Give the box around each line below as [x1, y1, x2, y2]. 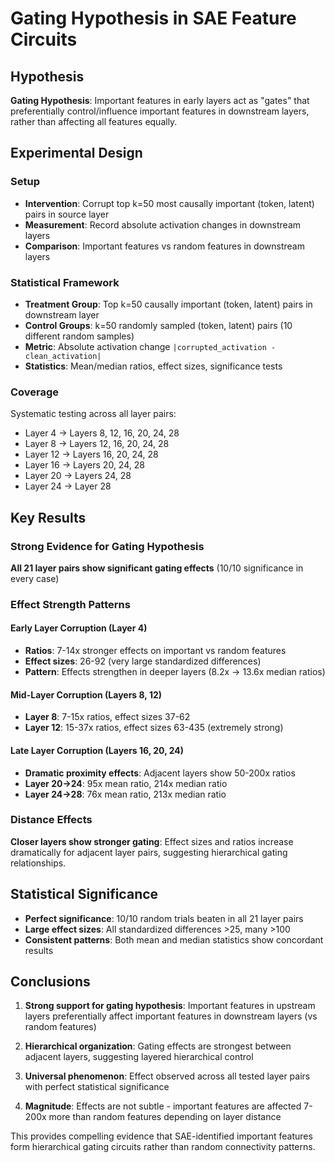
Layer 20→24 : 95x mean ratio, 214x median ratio [24, 777, 228, 789]
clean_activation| [24, 351, 102, 361]
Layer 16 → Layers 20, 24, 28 [24, 459, 145, 471]
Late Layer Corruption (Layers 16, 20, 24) [10, 744, 185, 756]
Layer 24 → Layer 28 [24, 480, 112, 492]
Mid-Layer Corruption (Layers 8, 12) [10, 688, 163, 701]
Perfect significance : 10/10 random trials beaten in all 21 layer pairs [24, 912, 304, 924]
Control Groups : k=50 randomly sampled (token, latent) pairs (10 [24, 319, 293, 331]
